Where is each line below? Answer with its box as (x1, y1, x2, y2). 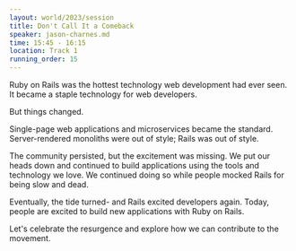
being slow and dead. (9, 179, 90, 189)
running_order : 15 (9, 55, 78, 64)
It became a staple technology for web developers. (9, 89, 197, 100)
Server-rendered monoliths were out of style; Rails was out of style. (9, 134, 259, 143)
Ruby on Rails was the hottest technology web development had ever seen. (9, 80, 288, 90)
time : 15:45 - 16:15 (9, 38, 87, 48)
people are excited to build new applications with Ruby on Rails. (9, 206, 245, 216)
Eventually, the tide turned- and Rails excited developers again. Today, (9, 196, 269, 207)
